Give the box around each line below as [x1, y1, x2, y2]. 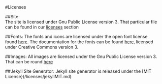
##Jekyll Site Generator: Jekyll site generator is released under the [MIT [5, 68, 152, 74]
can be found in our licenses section [5, 24, 79, 30]
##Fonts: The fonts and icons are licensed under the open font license [5, 34, 148, 39]
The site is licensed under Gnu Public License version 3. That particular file [5, 19, 158, 25]
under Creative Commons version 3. [5, 44, 79, 50]
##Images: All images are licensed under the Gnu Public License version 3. [5, 54, 157, 59]
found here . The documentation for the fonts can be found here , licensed [5, 39, 154, 45]
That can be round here [5, 59, 53, 64]
